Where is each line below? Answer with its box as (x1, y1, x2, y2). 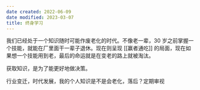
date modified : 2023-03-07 (6, 14, 74, 20)
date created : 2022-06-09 (6, 8, 71, 15)
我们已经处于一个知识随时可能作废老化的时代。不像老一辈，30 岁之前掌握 (6, 37, 189, 44)
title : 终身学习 (6, 20, 43, 26)
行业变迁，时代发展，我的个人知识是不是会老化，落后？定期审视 (6, 77, 164, 85)
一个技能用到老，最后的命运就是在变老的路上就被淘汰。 (16, 52, 154, 59)
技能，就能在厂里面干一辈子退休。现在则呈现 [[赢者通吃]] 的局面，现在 (11, 44, 186, 52)
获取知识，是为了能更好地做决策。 (6, 65, 91, 72)
